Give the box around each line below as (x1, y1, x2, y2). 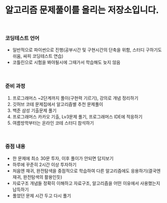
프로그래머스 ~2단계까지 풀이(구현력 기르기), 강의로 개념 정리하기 (12, 95, 139, 101)
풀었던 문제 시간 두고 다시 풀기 (12, 193, 71, 199)
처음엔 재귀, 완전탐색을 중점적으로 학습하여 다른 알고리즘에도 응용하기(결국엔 (12, 168, 161, 174)
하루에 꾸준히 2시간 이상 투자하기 (12, 161, 77, 167)
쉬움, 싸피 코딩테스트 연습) (12, 53, 64, 59)
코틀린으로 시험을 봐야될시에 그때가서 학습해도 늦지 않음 (12, 59, 121, 65)
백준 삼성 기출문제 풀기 (12, 107, 57, 113)
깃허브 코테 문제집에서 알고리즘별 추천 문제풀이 (12, 101, 103, 107)
